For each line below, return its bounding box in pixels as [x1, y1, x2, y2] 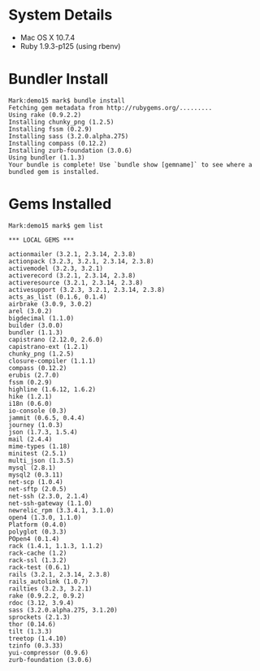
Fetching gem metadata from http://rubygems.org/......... [8, 103, 213, 111]
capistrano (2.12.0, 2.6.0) [8, 335, 104, 343]
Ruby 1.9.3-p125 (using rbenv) [19, 41, 121, 50]
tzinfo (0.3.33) [8, 641, 63, 650]
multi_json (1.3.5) [8, 456, 75, 464]
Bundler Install [8, 70, 109, 89]
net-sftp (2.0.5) [8, 485, 67, 493]
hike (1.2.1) [8, 392, 53, 400]
